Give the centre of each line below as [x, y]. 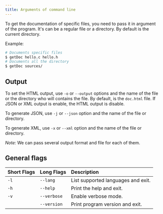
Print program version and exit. [107, 204]
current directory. [23, 34]
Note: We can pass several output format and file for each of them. [73, 142]
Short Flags [21, 172]
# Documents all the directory [37, 62]
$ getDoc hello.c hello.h [31, 57]
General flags [26, 158]
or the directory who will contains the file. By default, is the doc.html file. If [80, 98]
